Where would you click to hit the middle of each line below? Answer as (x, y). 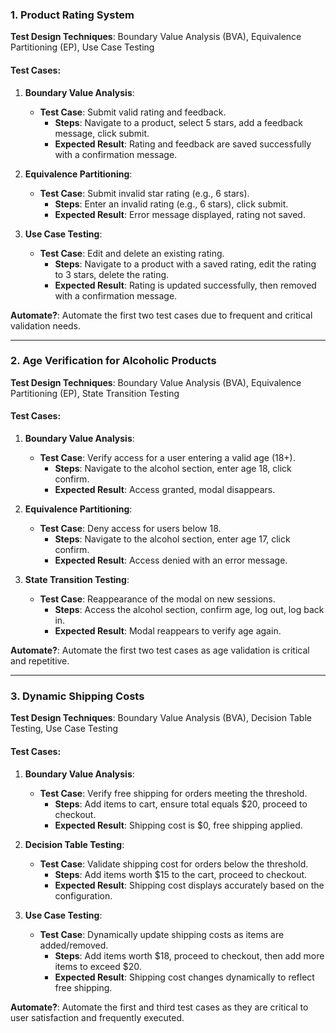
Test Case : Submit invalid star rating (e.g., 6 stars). (144, 193)
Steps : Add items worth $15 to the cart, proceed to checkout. (181, 874)
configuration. (83, 895)
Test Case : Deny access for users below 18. (130, 528)
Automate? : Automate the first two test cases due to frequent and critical (161, 315)
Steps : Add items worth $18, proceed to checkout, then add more (189, 955)
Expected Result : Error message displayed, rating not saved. (180, 214)
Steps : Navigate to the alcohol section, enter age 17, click (172, 539)
